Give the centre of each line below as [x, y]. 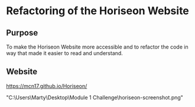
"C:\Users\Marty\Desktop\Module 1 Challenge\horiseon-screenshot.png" [95, 97]
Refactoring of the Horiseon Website [97, 11]
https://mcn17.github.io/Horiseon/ [47, 86]
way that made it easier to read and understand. [64, 53]
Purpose [22, 33]
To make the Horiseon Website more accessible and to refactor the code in [97, 47]
